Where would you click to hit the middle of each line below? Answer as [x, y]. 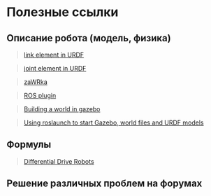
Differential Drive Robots [59, 161]
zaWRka [36, 82]
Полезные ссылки [63, 12]
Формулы [29, 145]
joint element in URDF [55, 68]
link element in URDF [54, 55]
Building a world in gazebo [62, 109]
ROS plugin [40, 96]
